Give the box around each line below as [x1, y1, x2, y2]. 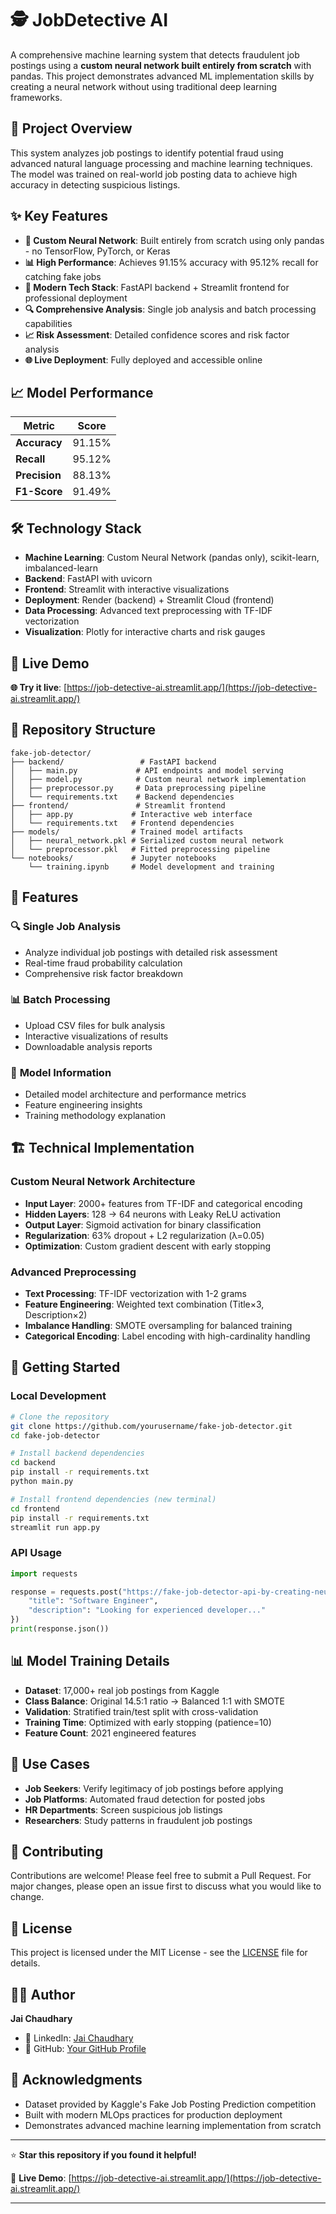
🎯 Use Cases [10, 1756, 91, 1773]
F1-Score [15, 485, 63, 499]
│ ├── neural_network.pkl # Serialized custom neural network [10, 835, 284, 846]
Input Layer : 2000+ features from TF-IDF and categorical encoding [24, 1197, 303, 1209]
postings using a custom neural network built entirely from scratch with [10, 59, 312, 71]
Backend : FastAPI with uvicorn [24, 573, 153, 585]
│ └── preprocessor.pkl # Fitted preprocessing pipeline [10, 844, 271, 854]
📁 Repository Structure [10, 722, 156, 739]
